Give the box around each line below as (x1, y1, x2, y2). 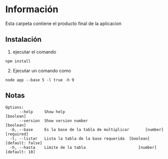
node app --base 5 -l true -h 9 (5, 77, 74, 83)
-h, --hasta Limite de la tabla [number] (10, 145, 157, 150)
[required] (5, 131, 29, 137)
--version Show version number (18, 118, 88, 123)
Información (5, 4, 59, 15)
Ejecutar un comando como (12, 67, 71, 73)
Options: (5, 104, 24, 110)
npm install (5, 59, 31, 64)
